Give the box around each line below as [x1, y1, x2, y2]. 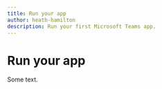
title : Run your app [7, 10, 67, 17]
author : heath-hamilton [7, 17, 76, 23]
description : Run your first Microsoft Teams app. [7, 23, 156, 30]
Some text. [7, 75, 38, 83]
